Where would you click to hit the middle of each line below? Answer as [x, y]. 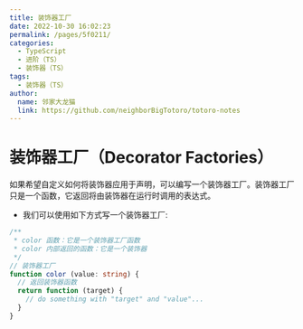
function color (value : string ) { [75, 274]
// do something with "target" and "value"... [115, 299]
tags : [19, 77]
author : [24, 93]
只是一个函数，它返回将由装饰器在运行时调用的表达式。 [112, 196]
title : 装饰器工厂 [41, 18]
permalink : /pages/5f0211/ [60, 34]
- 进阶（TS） [39, 60]
